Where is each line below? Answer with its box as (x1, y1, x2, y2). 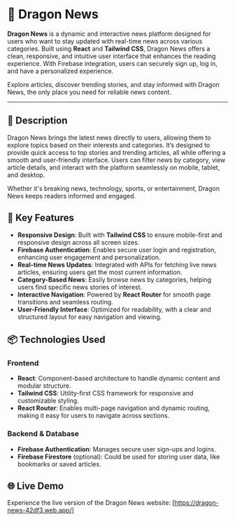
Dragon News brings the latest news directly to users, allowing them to (7, 133, 211, 142)
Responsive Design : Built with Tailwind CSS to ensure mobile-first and (17, 231, 222, 239)
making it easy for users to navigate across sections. (17, 412, 170, 420)
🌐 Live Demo (7, 480, 64, 492)
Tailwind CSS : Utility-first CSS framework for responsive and (17, 389, 194, 398)
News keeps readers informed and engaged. (7, 191, 136, 200)
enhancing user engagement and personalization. (17, 252, 161, 262)
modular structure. (17, 381, 71, 390)
